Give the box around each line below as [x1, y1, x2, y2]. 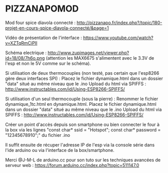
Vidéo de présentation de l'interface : [5, 35, 82, 41]
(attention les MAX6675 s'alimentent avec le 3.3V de [46, 55, 154, 61]
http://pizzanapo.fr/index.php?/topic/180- [77, 20, 162, 26]
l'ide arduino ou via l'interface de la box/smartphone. [5, 147, 114, 153]
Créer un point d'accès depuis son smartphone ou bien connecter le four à [5, 121, 159, 127]
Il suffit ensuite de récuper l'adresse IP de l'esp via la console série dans [5, 141, 155, 148]
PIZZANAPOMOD [5, 3, 79, 15]
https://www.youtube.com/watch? [83, 35, 154, 41]
